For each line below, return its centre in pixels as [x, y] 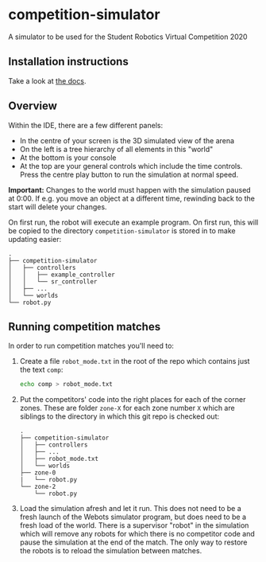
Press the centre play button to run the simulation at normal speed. [129, 174]
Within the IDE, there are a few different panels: [86, 125]
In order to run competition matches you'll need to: [91, 346]
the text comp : [41, 370]
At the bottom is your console [68, 158]
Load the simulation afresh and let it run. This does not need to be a [131, 509]
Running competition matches [85, 327]
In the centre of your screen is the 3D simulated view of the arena [127, 140]
